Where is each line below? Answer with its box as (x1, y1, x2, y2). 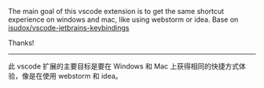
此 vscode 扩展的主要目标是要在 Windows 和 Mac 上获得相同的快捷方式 (8, 62, 240, 71)
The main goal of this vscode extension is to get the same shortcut (8, 7, 225, 16)
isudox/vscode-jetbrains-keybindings (8, 23, 130, 32)
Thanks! (8, 38, 35, 48)
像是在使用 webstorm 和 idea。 (21, 72, 123, 80)
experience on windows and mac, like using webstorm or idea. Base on (8, 15, 239, 24)
